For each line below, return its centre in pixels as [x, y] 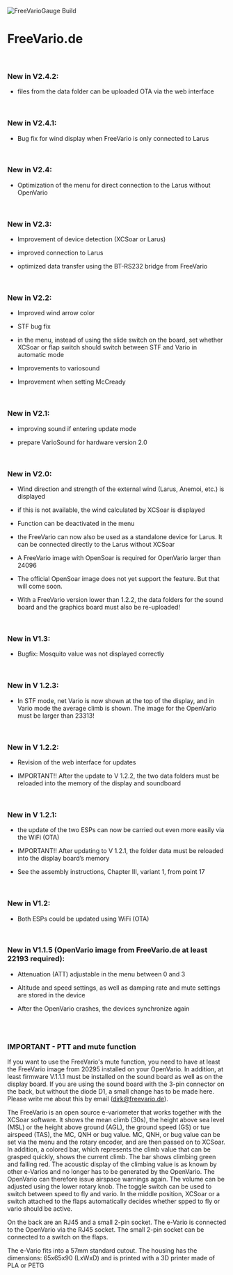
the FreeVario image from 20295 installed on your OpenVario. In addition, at [115, 1069]
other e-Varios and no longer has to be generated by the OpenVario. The [111, 1172]
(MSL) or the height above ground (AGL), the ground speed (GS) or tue [109, 1127]
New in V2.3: [30, 224]
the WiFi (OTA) [38, 838]
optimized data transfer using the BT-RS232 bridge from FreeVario [112, 266]
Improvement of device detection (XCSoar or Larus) [91, 239]
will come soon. [40, 587]
